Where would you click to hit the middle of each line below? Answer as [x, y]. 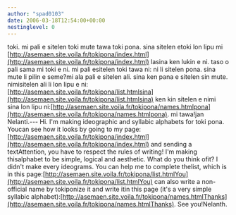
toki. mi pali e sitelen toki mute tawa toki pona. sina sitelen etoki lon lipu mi [115, 47]
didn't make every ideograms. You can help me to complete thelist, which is [117, 167]
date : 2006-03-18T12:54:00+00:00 [56, 20]
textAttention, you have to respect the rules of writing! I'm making [102, 152]
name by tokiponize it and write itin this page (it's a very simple [120, 189]
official [17, 189]
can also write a [177, 182]
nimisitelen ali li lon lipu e [43, 85]
